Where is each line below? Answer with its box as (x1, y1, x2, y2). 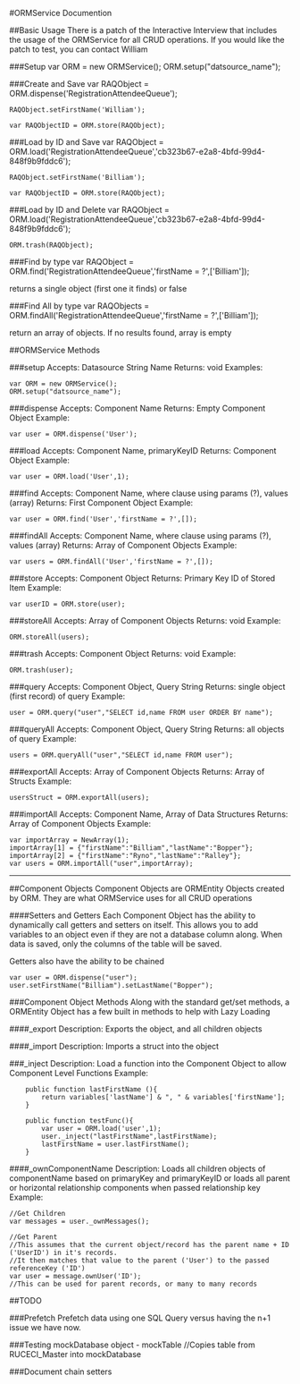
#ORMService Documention (9, 8, 112, 18)
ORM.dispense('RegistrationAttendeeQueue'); (9, 89, 178, 98)
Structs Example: (9, 776, 72, 786)
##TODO (9, 1295, 42, 1305)
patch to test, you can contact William (9, 44, 149, 55)
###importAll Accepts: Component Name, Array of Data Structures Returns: (9, 809, 288, 819)
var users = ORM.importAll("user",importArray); (9, 859, 194, 868)
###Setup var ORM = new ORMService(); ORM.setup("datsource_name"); (9, 62, 281, 72)
